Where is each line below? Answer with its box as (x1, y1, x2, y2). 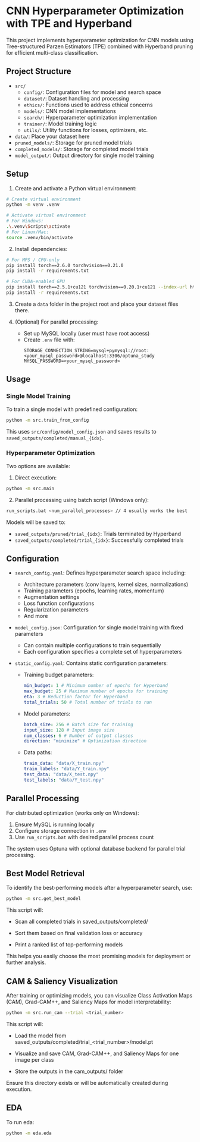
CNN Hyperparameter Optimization (6, 4, 185, 18)
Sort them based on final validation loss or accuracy (14, 930, 143, 937)
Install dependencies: (14, 245, 68, 252)
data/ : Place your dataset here (14, 133, 90, 140)
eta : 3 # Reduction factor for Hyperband (23, 694, 128, 700)
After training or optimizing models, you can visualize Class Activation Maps (6, 992, 193, 999)
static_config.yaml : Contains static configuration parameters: (14, 660, 168, 667)
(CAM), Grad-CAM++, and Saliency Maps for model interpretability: (6, 998, 171, 1006)
